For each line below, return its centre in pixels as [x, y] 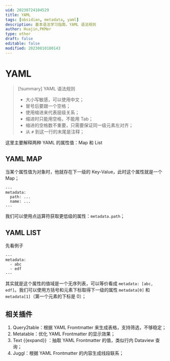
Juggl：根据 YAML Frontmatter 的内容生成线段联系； [68, 353]
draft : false [19, 39]
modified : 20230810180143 [33, 48]
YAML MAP [24, 159]
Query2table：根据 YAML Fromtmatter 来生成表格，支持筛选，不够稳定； [89, 327]
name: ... [20, 202]
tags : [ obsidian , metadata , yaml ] [42, 20]
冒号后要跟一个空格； [48, 106]
